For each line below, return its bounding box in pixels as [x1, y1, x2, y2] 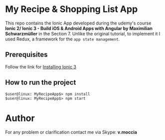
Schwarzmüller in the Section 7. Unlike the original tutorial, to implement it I [5, 30, 161, 36]
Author [5, 112, 35, 123]
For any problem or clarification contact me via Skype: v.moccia [5, 129, 137, 135]
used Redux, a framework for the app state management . [5, 36, 120, 42]
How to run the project [5, 78, 76, 87]
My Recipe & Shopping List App [5, 3, 138, 15]
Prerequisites [5, 50, 48, 59]
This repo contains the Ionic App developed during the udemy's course [5, 20, 152, 26]
